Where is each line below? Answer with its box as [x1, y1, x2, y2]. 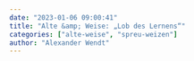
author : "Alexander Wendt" [9, 38, 110, 48]
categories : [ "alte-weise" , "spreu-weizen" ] [9, 30, 178, 39]
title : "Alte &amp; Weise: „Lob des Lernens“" [9, 22, 186, 30]
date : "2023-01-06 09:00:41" [9, 13, 118, 22]
